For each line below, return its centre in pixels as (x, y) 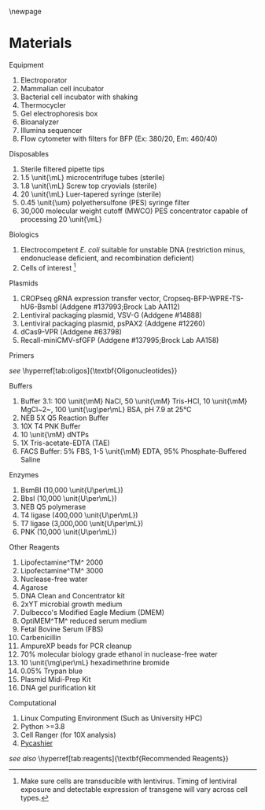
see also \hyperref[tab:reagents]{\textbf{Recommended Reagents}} (119, 758)
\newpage (26, 11)
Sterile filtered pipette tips (62, 169)
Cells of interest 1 (48, 267)
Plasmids (24, 283)
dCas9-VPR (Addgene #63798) (71, 331)
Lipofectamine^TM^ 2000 (62, 562)
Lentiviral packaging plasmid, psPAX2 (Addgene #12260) (112, 323)
